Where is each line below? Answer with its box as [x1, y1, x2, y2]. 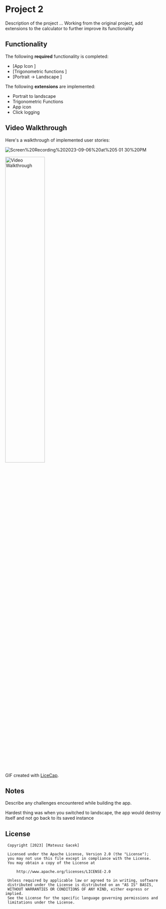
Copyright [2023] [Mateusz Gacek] [7, 843, 80, 848]
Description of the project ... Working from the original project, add [5, 20, 143, 26]
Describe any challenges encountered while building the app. [5, 800, 132, 806]
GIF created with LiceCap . [5, 772, 59, 778]
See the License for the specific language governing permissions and [7, 895, 158, 901]
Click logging [12, 109, 40, 115]
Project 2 [5, 4, 44, 15]
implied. [5, 891, 24, 896]
